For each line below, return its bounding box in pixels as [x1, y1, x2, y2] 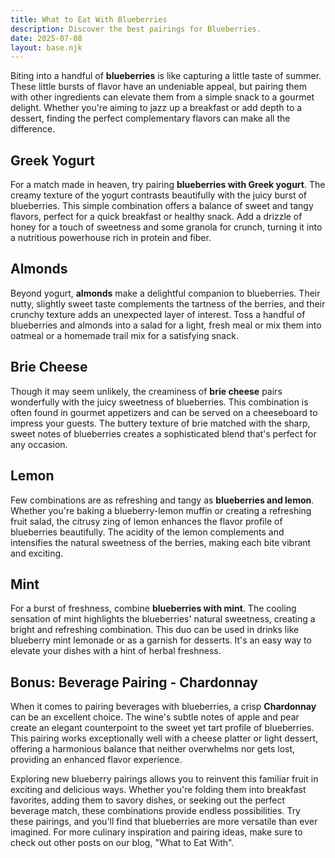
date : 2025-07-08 [10, 33, 83, 43]
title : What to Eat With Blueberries [10, 14, 168, 25]
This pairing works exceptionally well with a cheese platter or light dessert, [10, 732, 319, 745]
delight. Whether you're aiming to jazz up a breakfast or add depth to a [10, 102, 303, 114]
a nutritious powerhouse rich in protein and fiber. [10, 232, 212, 244]
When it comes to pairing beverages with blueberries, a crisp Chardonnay [10, 701, 317, 713]
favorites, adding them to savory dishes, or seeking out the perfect [10, 794, 286, 806]
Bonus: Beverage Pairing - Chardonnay [10, 674, 258, 691]
